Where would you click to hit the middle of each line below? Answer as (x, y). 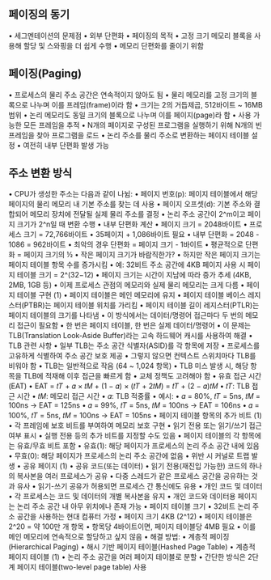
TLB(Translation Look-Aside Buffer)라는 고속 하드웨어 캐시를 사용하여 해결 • (131, 336)
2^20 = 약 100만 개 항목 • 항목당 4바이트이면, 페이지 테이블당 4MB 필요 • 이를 (132, 527)
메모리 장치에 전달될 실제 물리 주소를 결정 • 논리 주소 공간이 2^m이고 (138, 214)
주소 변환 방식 (40, 174)
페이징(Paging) (45, 74)
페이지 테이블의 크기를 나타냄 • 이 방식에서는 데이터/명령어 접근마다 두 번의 (126, 315)
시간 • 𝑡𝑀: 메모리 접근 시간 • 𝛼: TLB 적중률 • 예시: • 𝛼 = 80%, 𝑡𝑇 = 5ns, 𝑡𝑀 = (139, 396)
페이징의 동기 (39, 15)
